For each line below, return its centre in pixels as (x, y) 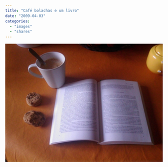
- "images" (21, 26)
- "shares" (21, 32)
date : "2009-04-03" (25, 16)
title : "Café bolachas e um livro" (42, 10)
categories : (17, 21)
